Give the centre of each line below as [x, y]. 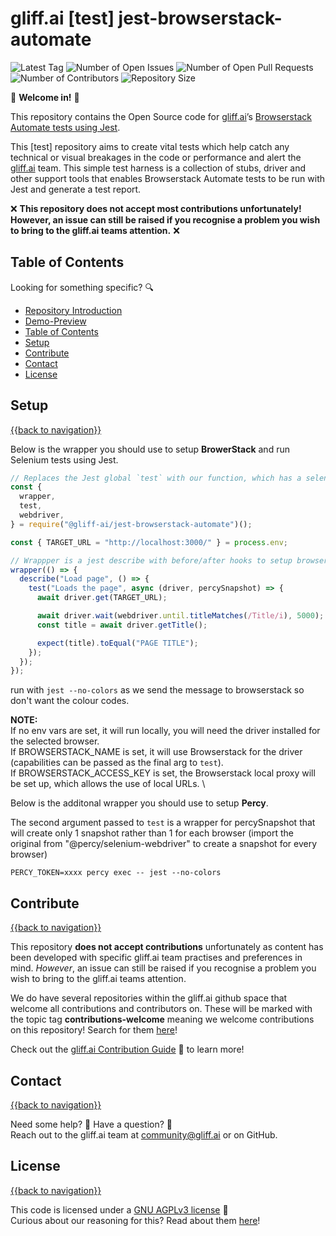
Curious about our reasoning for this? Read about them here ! [135, 1220]
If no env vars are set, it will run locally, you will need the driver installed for [165, 731]
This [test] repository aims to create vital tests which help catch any [150, 146]
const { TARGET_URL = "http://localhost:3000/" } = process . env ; [149, 542]
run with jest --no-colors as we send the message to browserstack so [157, 690]
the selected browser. [55, 741]
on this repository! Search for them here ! [94, 1030]
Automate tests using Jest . [65, 127]
